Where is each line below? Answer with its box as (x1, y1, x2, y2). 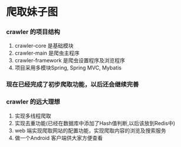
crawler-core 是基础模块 (14, 42, 74, 49)
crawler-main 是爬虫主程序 (14, 49, 80, 56)
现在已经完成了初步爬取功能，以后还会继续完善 (6, 81, 139, 89)
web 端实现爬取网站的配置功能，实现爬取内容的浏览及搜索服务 (14, 127, 166, 134)
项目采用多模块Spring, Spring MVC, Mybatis (14, 64, 122, 71)
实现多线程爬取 (14, 112, 51, 119)
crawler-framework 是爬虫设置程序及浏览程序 (14, 57, 126, 64)
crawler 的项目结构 (6, 28, 60, 36)
